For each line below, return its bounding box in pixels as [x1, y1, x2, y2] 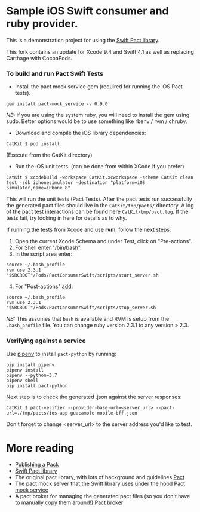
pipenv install [6, 367, 44, 373]
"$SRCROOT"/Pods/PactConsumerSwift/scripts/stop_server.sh [6, 305, 156, 311]
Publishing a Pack [14, 461, 59, 468]
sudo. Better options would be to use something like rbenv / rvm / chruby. [6, 118, 187, 125]
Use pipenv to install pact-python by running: [6, 350, 116, 357]
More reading [6, 441, 75, 455]
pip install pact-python [6, 382, 68, 389]
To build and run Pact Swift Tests [6, 69, 103, 78]
